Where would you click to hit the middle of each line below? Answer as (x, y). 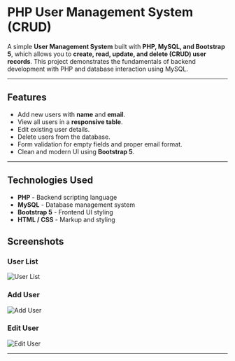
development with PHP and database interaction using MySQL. (98, 69)
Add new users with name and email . (71, 114)
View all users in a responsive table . (70, 122)
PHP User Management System (100, 12)
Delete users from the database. (64, 137)
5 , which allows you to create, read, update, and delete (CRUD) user (107, 54)
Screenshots (36, 241)
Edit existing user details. (54, 129)
